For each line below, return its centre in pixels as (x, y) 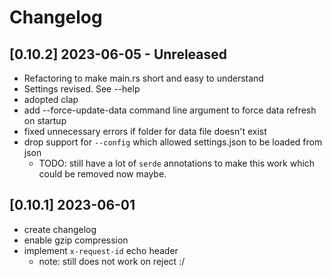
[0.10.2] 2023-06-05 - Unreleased (118, 54)
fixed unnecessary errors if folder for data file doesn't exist (145, 131)
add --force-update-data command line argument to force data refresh (170, 110)
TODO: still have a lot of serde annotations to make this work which (177, 163)
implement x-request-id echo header (101, 250)
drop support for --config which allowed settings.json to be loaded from (173, 142)
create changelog (60, 229)
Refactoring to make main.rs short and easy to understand (143, 78)
